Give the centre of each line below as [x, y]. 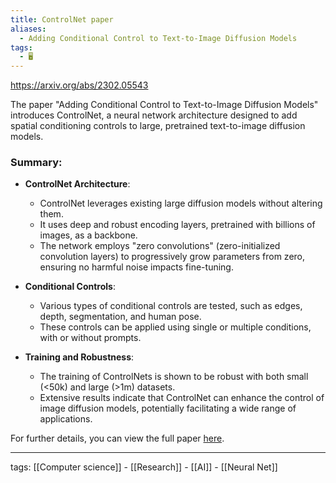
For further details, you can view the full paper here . [117, 438]
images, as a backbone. [88, 235]
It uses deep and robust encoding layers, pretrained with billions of [177, 225]
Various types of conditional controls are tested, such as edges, [171, 306]
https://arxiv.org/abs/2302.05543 [79, 85]
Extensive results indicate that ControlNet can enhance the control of [182, 398]
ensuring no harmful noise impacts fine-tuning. [136, 267]
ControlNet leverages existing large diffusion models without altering [181, 203]
